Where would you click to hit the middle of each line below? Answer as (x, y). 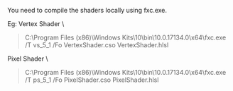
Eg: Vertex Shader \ (36, 24)
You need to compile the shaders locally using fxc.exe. (87, 10)
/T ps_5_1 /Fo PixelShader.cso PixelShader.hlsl (92, 80)
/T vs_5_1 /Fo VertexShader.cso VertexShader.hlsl (97, 45)
